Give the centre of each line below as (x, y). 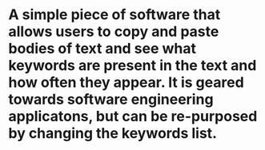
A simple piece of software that (114, 15)
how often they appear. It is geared (126, 83)
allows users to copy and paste (114, 32)
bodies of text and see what (102, 49)
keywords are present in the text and (132, 66)
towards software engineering (111, 99)
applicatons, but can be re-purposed (133, 116)
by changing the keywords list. (113, 134)
